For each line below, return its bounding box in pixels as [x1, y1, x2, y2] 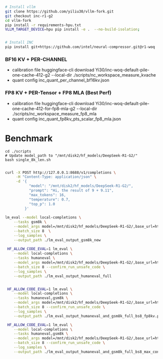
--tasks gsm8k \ [14, 219, 47, 225]
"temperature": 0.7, [29, 197, 70, 202]
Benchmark [5, 133, 53, 144]
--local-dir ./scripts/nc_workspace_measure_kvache [51, 72, 156, 78]
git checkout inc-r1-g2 [5, 14, 53, 18]
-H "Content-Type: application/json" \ [16, 174, 97, 179]
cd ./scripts [5, 149, 32, 154]
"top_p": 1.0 [29, 202, 55, 206]
